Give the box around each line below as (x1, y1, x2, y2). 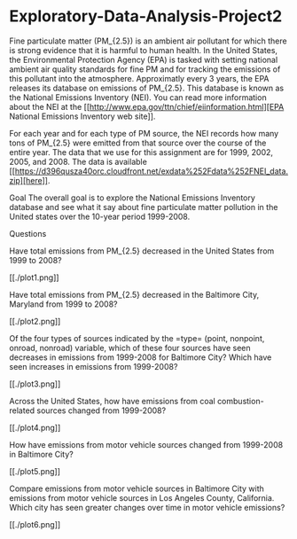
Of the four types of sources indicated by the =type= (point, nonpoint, (9, 332, 265, 343)
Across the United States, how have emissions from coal (9, 395, 215, 406)
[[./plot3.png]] (9, 379, 61, 389)
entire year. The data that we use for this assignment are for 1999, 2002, (9, 146, 273, 157)
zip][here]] (9, 175, 49, 185)
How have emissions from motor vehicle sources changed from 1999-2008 (9, 439, 284, 449)
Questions (9, 228, 47, 238)
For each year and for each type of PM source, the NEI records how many (9, 128, 279, 138)
